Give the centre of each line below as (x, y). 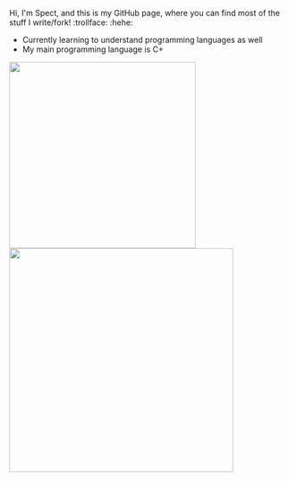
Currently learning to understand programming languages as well (142, 40)
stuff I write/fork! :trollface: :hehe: (71, 22)
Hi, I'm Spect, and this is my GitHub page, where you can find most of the (144, 13)
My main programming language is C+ (93, 49)
